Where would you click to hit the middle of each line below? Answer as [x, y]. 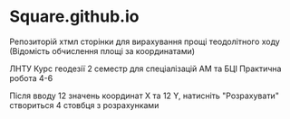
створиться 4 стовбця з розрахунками [84, 105]
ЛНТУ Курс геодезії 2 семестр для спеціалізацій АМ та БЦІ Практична [145, 69]
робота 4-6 [31, 78]
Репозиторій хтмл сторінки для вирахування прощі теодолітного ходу [145, 41]
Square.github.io [74, 17]
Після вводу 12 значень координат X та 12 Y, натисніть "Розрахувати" [144, 96]
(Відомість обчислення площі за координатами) [102, 50]
